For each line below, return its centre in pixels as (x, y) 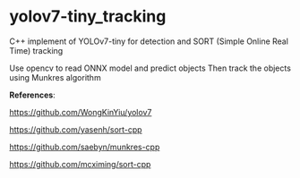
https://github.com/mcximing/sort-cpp (80, 164)
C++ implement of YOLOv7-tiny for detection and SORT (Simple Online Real (149, 41)
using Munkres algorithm (55, 77)
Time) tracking (36, 50)
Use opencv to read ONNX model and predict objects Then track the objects (150, 68)
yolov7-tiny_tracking (88, 17)
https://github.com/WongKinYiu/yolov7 (81, 112)
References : (32, 95)
